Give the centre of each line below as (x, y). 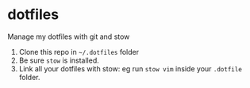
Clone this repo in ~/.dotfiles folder (79, 52)
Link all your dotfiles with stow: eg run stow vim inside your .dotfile (131, 68)
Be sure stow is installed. (59, 60)
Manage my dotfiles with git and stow (69, 36)
